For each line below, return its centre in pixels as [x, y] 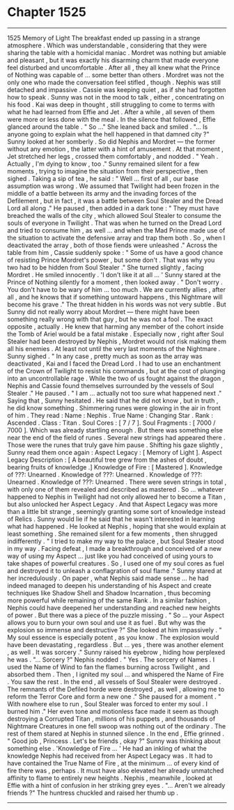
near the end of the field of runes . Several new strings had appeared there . [116, 437]
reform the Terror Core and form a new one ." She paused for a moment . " [114, 696]
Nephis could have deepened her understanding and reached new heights [114, 607]
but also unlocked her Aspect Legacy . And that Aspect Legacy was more [112, 504]
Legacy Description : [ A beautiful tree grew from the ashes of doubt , [107, 460]
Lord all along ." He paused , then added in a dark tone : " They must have [113, 208]
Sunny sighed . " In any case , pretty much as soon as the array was [105, 356]
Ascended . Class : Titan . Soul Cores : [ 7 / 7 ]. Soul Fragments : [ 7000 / [111, 423]
